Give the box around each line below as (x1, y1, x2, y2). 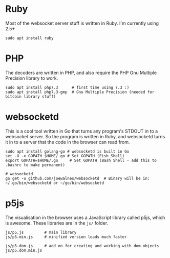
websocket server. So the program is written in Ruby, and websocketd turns (5, 133, 165, 139)
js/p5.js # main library (5, 230, 77, 235)
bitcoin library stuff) (5, 94, 56, 99)
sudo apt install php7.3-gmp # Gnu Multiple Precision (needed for (5, 89, 155, 95)
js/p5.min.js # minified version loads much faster (5, 234, 127, 239)
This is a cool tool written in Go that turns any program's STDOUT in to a (5, 128, 158, 134)
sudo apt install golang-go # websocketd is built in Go (5, 149, 130, 154)
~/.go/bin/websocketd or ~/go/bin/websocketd (5, 180, 104, 186)
